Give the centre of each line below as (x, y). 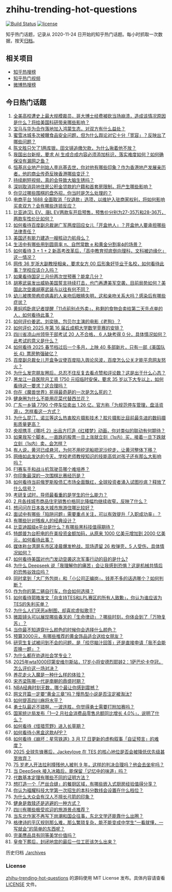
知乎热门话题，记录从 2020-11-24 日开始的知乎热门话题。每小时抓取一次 (82, 34)
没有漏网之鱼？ (34, 161)
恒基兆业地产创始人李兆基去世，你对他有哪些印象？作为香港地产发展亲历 (89, 167)
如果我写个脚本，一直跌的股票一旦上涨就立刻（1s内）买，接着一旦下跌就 (89, 437)
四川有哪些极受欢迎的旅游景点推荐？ (51, 809)
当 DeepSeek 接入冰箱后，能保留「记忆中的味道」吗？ (70, 771)
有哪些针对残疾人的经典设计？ (45, 521)
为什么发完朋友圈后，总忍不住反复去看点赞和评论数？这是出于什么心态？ (89, 373)
